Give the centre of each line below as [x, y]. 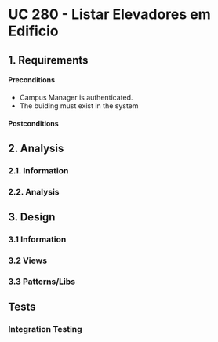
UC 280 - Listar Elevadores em [110, 15]
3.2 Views [28, 260]
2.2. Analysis [34, 191]
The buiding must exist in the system [79, 106]
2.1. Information [38, 170]
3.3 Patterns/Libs [42, 282]
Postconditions [33, 124]
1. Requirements [48, 60]
